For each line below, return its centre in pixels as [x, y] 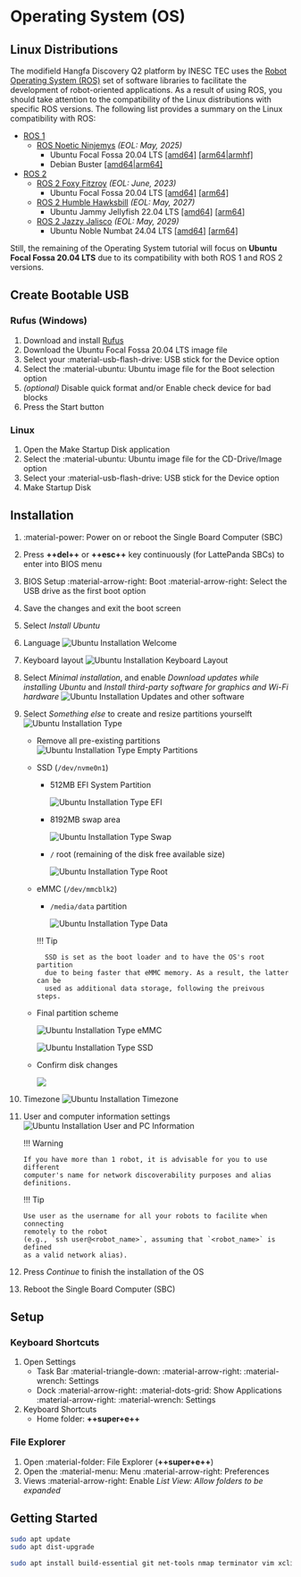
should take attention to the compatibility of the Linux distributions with [141, 99]
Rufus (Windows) [49, 321]
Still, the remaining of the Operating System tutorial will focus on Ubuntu [144, 248]
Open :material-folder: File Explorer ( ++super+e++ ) [118, 1462]
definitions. [47, 1183]
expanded [42, 1490]
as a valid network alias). [75, 1255]
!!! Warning [43, 1143]
